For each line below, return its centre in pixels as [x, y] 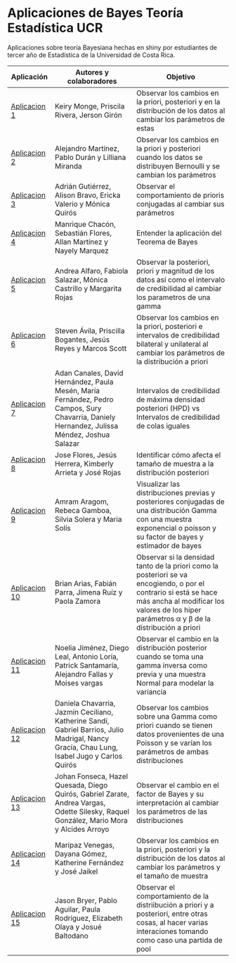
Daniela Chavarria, [85, 703]
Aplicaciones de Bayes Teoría [96, 13]
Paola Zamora [78, 601]
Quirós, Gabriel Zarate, [92, 794]
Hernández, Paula [84, 382]
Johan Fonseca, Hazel [92, 776]
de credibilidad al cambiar [179, 288]
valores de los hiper [169, 609]
